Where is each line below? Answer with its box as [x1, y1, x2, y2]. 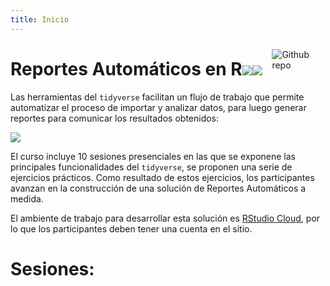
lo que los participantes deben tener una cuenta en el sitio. [10, 222, 253, 235]
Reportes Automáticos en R [10, 57, 243, 80]
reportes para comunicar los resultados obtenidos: [10, 112, 220, 124]
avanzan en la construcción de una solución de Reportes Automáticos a [10, 182, 307, 194]
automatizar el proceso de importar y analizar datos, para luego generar [10, 101, 307, 113]
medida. [10, 192, 44, 205]
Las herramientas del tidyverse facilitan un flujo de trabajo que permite [10, 91, 305, 103]
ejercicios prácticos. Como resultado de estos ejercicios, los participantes [10, 171, 315, 183]
